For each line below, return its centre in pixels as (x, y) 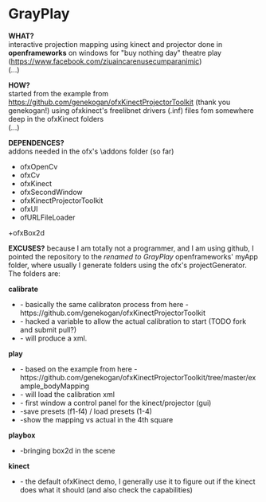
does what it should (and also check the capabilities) (106, 489)
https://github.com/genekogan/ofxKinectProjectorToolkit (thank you (119, 102)
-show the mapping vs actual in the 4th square (96, 419)
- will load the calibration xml (67, 394)
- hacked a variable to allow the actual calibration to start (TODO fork (133, 321)
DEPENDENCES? (37, 142)
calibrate (23, 289)
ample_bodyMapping (55, 386)
